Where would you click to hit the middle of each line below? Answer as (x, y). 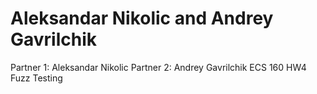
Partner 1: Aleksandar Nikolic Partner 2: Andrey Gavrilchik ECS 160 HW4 (158, 67)
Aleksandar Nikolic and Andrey (142, 18)
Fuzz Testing (36, 78)
